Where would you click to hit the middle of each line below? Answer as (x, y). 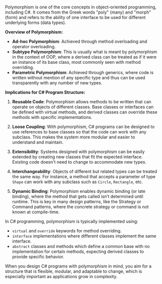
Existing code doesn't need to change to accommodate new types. (79, 162)
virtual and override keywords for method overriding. (67, 231)
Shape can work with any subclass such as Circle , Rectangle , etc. (78, 182)
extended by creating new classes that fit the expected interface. (77, 157)
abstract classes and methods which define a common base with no (81, 246)
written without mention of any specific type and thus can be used (79, 78)
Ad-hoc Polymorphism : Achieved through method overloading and (80, 41)
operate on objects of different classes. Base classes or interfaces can (83, 107)
